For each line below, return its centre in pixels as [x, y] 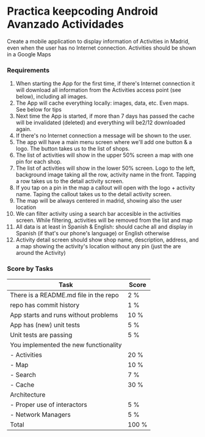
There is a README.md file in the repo [65, 295]
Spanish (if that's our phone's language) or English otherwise [93, 234]
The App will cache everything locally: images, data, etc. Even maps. [102, 103]
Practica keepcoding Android [82, 11]
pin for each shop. [39, 162]
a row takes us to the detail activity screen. [70, 181]
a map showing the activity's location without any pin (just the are [99, 246]
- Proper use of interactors [49, 405]
